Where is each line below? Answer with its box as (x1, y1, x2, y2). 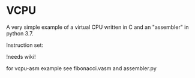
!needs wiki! (6, 53, 36, 60)
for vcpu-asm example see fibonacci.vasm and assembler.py (6, 64, 157, 72)
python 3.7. (6, 29, 34, 37)
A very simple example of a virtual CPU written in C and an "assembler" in (6, 23, 189, 31)
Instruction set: (6, 41, 44, 49)
